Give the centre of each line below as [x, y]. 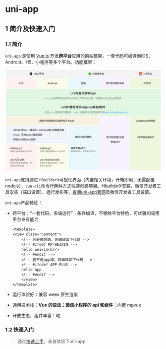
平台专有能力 [25, 219]
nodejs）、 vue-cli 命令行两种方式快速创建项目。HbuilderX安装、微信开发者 [81, 186]
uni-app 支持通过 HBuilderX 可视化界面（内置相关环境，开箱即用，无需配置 [80, 179]
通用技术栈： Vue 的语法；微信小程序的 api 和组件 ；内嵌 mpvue [77, 305]
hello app [31, 270]
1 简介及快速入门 [30, 29]
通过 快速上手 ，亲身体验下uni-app [51, 341]
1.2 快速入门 [20, 330]
